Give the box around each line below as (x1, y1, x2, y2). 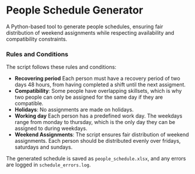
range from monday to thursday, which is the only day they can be (14, 119, 176, 126)
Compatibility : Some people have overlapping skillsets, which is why (14, 88, 182, 95)
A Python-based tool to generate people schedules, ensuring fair (6, 23, 163, 30)
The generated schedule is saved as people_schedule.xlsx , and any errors (6, 155, 186, 162)
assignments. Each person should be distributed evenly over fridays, (14, 138, 181, 145)
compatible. (14, 100, 44, 107)
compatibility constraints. (6, 35, 68, 42)
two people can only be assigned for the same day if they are (14, 93, 163, 101)
